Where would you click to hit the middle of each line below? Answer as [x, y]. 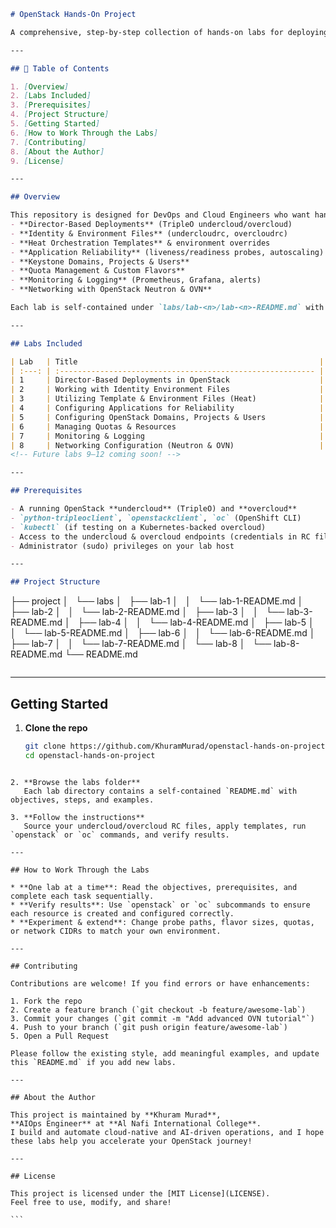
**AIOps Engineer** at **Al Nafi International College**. [136, 1123]
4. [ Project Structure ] [60, 115]
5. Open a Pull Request [60, 1036]
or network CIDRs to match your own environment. [116, 931]
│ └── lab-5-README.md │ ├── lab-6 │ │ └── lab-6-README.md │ [163, 633]
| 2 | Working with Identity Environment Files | [167, 390]
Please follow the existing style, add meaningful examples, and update [165, 1053]
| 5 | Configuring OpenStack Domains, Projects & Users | [167, 417]
